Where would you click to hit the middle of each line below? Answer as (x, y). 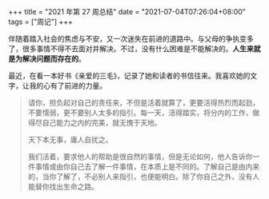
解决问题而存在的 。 (54, 59)
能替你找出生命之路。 (63, 187)
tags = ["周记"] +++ (41, 22)
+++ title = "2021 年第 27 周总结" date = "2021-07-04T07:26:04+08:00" (127, 12)
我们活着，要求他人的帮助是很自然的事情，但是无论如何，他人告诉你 (140, 157)
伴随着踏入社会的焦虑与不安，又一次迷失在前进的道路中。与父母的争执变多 (131, 39)
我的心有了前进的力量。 (68, 86)
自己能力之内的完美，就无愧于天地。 (102, 123)
